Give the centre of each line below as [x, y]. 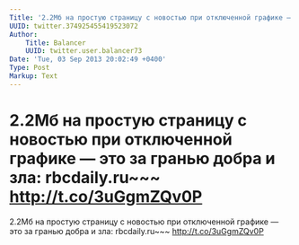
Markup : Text [34, 76]
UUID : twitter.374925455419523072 [74, 26]
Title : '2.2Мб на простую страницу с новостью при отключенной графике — [150, 17]
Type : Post [30, 68]
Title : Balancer [56, 43]
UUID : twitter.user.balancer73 [84, 51]
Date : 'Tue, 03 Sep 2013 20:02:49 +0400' [88, 59]
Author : [24, 34]
